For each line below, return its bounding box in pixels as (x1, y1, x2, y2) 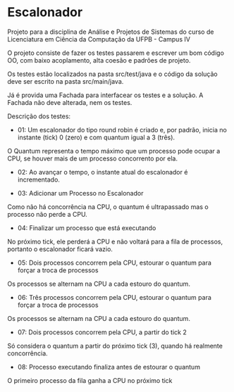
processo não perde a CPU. (7, 210, 88, 218)
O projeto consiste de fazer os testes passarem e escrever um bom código (7, 49, 224, 57)
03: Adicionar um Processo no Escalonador (17, 189, 144, 197)
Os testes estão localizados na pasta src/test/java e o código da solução (7, 70, 218, 78)
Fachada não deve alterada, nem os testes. (7, 98, 133, 106)
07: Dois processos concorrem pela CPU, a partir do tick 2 (17, 328, 187, 336)
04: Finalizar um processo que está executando (17, 223, 156, 232)
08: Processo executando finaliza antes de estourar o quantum (17, 362, 201, 371)
